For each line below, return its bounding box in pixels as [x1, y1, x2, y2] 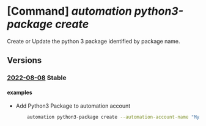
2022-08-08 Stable [7, 73, 67, 82]
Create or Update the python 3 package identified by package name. [7, 37, 180, 45]
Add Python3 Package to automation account [15, 102, 131, 109]
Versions [7, 55, 42, 65]
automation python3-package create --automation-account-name [27, 114, 189, 120]
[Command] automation [7, 4, 132, 18]
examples [7, 89, 32, 96]
